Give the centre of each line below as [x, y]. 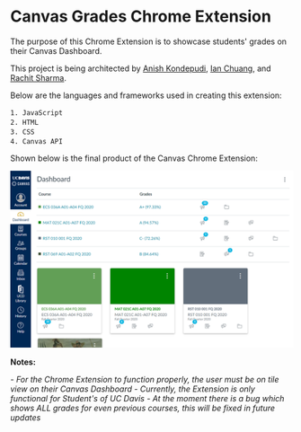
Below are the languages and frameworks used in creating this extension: [146, 95]
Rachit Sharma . [38, 77]
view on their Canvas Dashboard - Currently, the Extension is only [133, 389]
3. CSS [22, 132]
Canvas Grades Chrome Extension [141, 17]
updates [26, 418]
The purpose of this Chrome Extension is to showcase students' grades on [148, 41]
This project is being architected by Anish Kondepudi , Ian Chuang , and [141, 68]
